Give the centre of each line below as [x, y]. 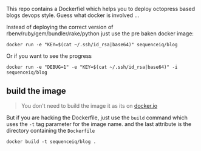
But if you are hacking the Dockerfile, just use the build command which [97, 118]
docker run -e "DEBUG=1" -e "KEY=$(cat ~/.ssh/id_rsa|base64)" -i [92, 67]
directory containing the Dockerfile [51, 130]
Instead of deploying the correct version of [60, 27]
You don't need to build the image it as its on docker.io [89, 105]
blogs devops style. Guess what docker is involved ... [73, 15]
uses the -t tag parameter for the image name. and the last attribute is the [99, 124]
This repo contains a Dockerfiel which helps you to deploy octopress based [101, 9]
